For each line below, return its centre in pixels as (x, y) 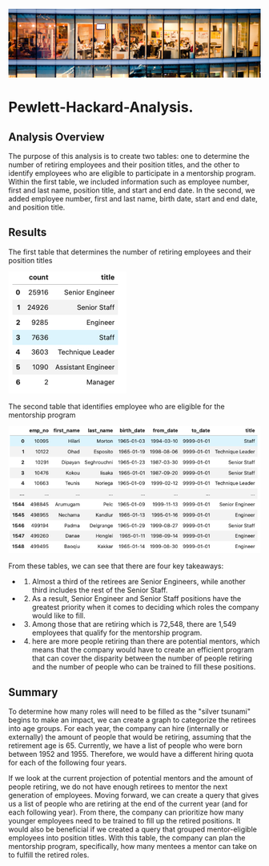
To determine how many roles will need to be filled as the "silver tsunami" (129, 711)
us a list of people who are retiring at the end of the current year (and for (128, 803)
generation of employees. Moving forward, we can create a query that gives (134, 795)
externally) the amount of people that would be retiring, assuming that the (130, 737)
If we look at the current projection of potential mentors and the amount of (131, 778)
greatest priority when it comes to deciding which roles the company (145, 608)
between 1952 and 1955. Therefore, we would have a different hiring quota (131, 754)
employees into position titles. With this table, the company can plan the (127, 838)
